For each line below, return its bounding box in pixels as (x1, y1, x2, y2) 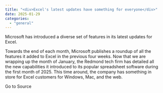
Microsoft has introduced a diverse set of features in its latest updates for (5, 34, 152, 40)
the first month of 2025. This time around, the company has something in (5, 69, 152, 75)
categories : (5, 16, 29, 21)
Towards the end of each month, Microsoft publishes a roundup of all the (5, 48, 151, 54)
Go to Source (5, 83, 32, 90)
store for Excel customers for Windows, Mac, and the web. (5, 74, 123, 80)
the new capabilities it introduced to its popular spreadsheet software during (5, 64, 159, 70)
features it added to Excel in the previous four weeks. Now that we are (5, 54, 146, 60)
